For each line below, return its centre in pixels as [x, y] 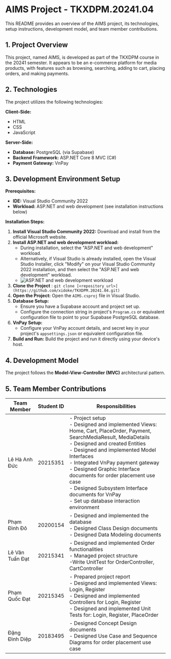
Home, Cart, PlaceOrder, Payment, [110, 431]
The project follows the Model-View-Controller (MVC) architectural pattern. [85, 373]
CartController [86, 568]
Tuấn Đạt [19, 559]
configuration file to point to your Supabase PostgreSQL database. [90, 318]
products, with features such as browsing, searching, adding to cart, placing [85, 68]
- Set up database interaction [105, 501]
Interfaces [82, 456]
